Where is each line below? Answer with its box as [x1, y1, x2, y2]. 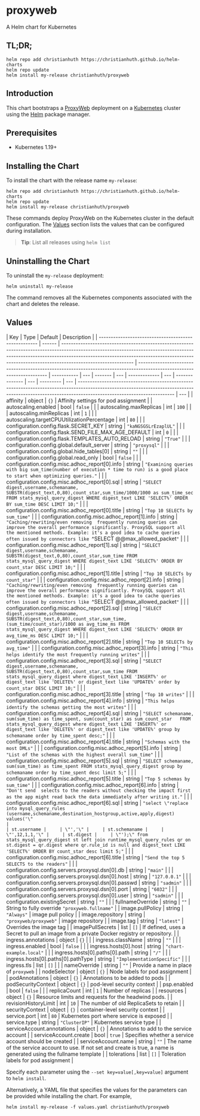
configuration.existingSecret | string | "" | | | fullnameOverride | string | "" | [6, 898, 190, 905]
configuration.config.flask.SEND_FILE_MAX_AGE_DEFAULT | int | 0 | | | [6, 428, 179, 436]
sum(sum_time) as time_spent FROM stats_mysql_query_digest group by [6, 763, 183, 769]
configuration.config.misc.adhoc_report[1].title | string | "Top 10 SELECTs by [6, 570, 192, 577]
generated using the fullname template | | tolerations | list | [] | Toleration [6, 1050, 186, 1057]
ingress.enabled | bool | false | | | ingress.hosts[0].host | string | [6, 942, 165, 949]
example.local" [6, 950, 44, 956]
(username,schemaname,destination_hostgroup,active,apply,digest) [6, 810, 175, 817]
